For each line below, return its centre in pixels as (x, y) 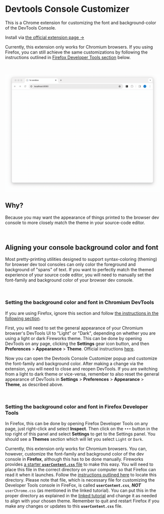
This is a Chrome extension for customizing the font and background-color (81, 23)
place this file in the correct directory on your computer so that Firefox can (81, 470)
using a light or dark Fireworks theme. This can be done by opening (74, 338)
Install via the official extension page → (45, 37)
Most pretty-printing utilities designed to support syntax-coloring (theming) (81, 259)
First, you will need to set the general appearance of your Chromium (74, 328)
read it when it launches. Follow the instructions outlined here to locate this (81, 475)
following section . (23, 318)
